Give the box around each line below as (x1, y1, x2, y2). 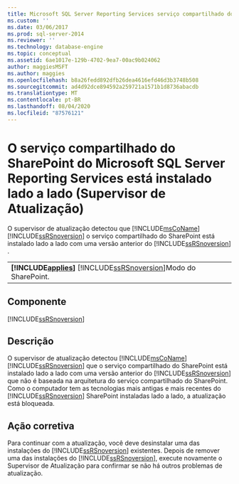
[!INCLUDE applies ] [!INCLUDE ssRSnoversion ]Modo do (11, 262, 196, 272)
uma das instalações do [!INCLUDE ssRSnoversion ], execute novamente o (7, 454, 223, 463)
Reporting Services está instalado (7, 170, 212, 186)
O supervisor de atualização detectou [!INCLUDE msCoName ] (7, 354, 187, 362)
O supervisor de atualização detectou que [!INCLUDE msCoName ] (7, 224, 201, 232)
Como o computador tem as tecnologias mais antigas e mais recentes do (7, 384, 222, 393)
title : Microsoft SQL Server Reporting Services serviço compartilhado (7, 10, 224, 18)
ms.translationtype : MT (7, 90, 78, 97)
